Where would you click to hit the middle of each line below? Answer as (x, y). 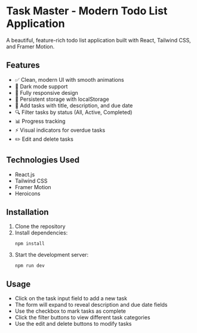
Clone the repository (40, 226)
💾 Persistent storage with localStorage (62, 99)
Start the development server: (52, 255)
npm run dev (30, 266)
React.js (25, 174)
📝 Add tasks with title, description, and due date (74, 105)
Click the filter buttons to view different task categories (82, 317)
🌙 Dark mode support (41, 86)
